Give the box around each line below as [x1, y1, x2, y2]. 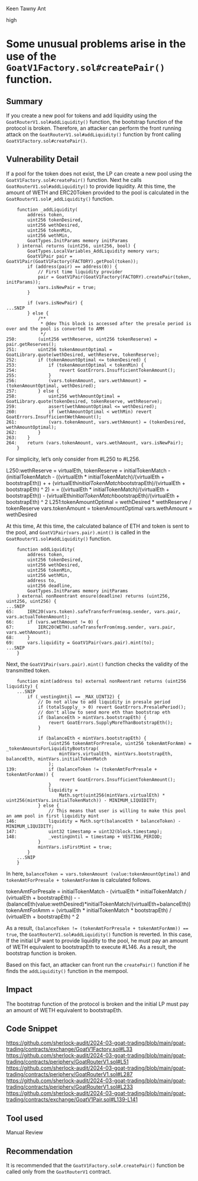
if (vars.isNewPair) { [27, 300, 83, 306]
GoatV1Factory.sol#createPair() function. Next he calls [6, 176, 142, 183]
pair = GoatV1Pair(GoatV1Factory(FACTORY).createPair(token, [37, 274, 192, 280]
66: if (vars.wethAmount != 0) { [6, 619, 99, 625]
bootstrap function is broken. [6, 949, 77, 957]
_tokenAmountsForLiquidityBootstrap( [6, 746, 99, 752]
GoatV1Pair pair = [27, 253, 73, 259]
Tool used [6, 1113, 43, 1123]
